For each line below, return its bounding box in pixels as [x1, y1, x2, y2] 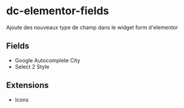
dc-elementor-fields [6, 4, 109, 18]
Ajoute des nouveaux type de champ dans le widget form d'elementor [6, 24, 179, 31]
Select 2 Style [14, 63, 50, 70]
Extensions [6, 80, 49, 90]
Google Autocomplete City [14, 56, 81, 63]
